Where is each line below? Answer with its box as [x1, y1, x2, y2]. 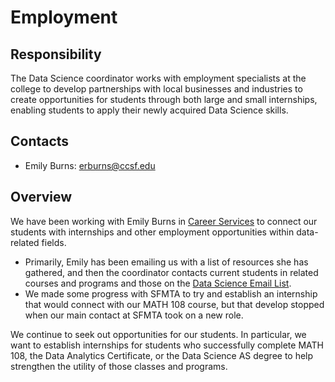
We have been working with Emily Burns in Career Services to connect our [10, 215, 318, 227]
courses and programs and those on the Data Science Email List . [24, 277, 292, 289]
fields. [41, 236, 67, 248]
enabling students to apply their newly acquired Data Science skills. [10, 104, 289, 116]
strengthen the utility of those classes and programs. [10, 360, 228, 372]
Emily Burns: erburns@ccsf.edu [24, 159, 156, 171]
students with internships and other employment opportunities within [10, 226, 295, 238]
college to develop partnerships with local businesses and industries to [10, 83, 303, 95]
